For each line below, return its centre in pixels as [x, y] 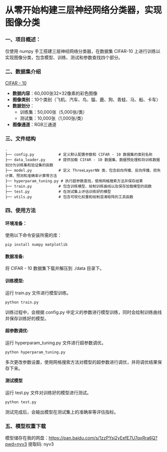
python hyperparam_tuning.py [35, 352]
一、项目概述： [23, 39]
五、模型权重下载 [26, 426]
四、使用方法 [21, 210]
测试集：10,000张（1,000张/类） [53, 118]
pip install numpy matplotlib [37, 245]
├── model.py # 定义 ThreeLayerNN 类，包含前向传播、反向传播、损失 [83, 171]
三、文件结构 [21, 139]
